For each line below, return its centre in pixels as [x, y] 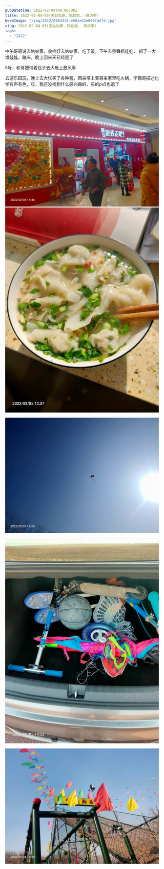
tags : [10, 31]
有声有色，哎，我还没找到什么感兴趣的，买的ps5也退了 [64, 84]
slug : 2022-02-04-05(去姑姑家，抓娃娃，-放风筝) [51, 26]
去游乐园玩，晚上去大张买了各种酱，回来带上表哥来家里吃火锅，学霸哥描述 [80, 78]
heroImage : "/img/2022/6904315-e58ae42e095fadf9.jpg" [61, 21]
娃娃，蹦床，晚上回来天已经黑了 [41, 57]
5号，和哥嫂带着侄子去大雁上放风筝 [41, 68]
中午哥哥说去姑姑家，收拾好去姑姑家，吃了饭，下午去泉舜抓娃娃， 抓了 [76, 51]
